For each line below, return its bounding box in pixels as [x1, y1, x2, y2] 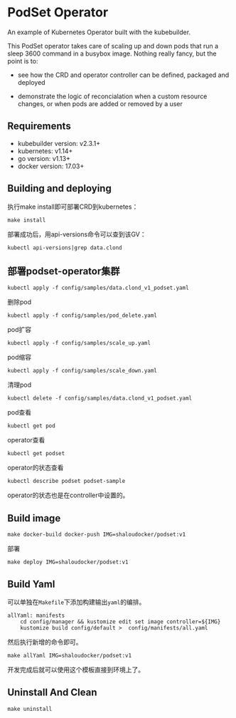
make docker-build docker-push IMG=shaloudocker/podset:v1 [7, 531, 186, 538]
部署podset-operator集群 [7, 265, 120, 277]
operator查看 [7, 436, 45, 444]
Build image [7, 512, 61, 524]
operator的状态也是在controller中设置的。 [7, 491, 129, 499]
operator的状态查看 [7, 464, 64, 472]
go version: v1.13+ [17, 154, 71, 162]
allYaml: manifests [7, 612, 65, 619]
